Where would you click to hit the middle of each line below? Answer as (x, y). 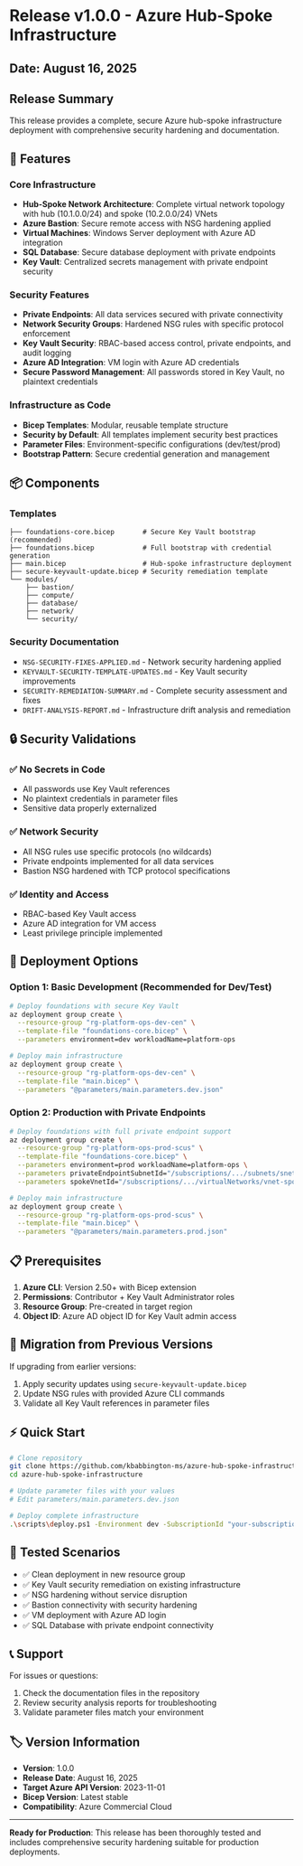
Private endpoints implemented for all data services (118, 861)
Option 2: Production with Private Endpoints (107, 1113)
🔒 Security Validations (73, 739)
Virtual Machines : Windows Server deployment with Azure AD (139, 233)
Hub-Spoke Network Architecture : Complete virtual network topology (154, 204)
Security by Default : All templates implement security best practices (150, 434)
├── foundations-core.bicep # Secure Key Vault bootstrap (133, 532)
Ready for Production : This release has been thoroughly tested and (135, 1833)
